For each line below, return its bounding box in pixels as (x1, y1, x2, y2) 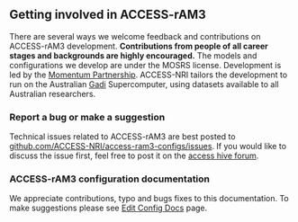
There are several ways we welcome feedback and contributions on (9, 31, 261, 41)
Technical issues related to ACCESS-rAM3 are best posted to (9, 131, 236, 142)
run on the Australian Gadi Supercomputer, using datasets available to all (9, 78, 279, 89)
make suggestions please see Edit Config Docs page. (9, 202, 208, 214)
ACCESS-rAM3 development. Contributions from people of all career (9, 40, 268, 51)
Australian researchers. (9, 88, 96, 99)
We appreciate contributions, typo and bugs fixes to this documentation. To (9, 193, 290, 204)
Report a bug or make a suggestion (9, 111, 166, 123)
